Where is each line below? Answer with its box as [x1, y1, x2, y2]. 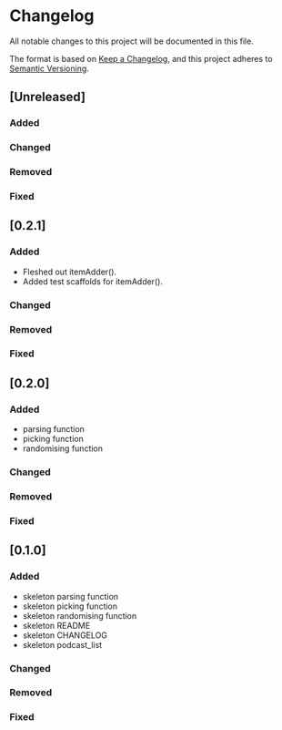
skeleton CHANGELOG [22, 630, 107, 641]
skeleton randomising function [22, 610, 137, 621]
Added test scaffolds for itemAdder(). [22, 275, 164, 287]
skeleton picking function [22, 601, 118, 612]
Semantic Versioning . [9, 63, 89, 74]
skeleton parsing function [22, 591, 119, 601]
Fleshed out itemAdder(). [22, 266, 116, 277]
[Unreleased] [9, 89, 86, 105]
